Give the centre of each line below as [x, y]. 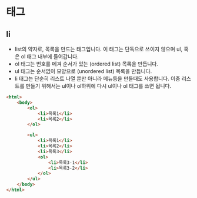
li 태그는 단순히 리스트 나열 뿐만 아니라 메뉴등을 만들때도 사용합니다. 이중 [97, 78]
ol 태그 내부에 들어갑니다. [50, 56]
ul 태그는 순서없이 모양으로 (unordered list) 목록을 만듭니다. [83, 71]
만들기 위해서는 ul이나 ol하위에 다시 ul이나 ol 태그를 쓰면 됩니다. [98, 86]
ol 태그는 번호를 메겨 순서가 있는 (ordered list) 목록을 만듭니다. [86, 64]
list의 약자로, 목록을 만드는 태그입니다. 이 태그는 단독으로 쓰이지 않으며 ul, [98, 49]
